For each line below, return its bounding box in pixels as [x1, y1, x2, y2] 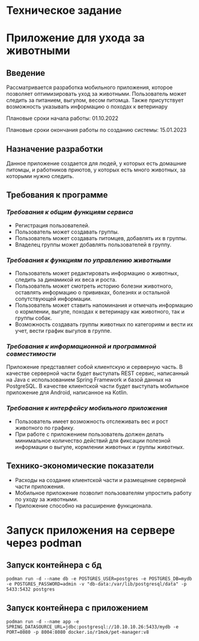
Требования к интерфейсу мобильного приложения [6, 404, 168, 412]
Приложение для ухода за [6, 31, 145, 45]
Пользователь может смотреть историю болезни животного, [14, 282, 173, 290]
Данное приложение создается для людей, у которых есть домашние [6, 160, 187, 167]
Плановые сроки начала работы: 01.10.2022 [6, 115, 119, 122]
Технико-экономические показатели [6, 460, 155, 471]
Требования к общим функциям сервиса [6, 208, 133, 217]
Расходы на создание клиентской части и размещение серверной [14, 477, 186, 484]
